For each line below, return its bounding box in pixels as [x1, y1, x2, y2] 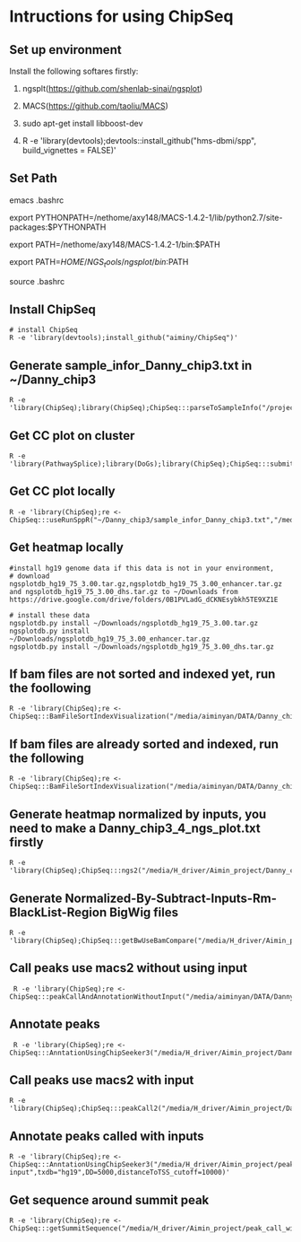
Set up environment [9, 42, 123, 57]
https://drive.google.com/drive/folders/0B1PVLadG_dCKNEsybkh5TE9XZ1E [9, 595, 279, 604]
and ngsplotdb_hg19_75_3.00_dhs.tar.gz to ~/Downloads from [9, 587, 239, 596]
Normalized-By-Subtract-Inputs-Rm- [64, 890, 278, 905]
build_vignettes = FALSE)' [21, 145, 116, 155]
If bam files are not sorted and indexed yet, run [9, 667, 276, 682]
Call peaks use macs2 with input [9, 1072, 194, 1088]
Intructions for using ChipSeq [9, 6, 234, 27]
